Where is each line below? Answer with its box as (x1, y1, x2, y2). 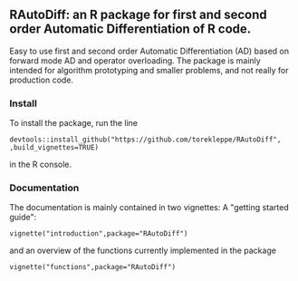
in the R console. (9, 159, 72, 170)
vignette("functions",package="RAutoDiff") (9, 263, 177, 272)
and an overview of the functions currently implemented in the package (9, 245, 276, 257)
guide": (9, 212, 37, 223)
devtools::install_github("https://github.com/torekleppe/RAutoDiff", (9, 135, 282, 144)
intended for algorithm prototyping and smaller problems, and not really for (9, 64, 289, 75)
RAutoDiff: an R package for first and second (9, 7, 267, 23)
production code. (9, 74, 74, 85)
